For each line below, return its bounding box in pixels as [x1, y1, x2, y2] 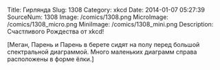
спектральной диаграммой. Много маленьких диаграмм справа [7, 48, 197, 56]
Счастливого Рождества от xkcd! [7, 27, 104, 35]
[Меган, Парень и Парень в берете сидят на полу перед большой [7, 41, 200, 48]
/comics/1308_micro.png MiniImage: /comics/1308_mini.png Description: [7, 20, 214, 28]
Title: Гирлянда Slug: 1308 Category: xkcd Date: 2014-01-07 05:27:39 [7, 6, 205, 14]
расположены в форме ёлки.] [7, 55, 94, 63]
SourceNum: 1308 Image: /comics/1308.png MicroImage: [7, 13, 168, 21]
